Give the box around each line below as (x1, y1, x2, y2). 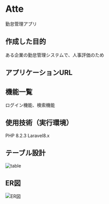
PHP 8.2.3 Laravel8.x (5, 132, 50, 139)
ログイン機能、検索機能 (5, 102, 55, 108)
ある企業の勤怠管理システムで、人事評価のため (5, 52, 104, 58)
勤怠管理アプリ (5, 21, 37, 27)
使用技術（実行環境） (5, 119, 73, 127)
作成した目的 (5, 37, 46, 46)
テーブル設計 (5, 149, 46, 157)
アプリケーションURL (5, 68, 73, 77)
